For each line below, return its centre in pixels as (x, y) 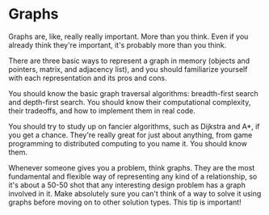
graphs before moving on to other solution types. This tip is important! (125, 202)
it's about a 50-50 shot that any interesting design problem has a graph (127, 185)
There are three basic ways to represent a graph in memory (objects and (129, 61)
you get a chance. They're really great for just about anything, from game (130, 135)
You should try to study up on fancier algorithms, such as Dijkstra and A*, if (134, 126)
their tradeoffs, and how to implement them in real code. (102, 111)
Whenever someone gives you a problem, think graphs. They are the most (132, 167)
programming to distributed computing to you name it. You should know (128, 143)
